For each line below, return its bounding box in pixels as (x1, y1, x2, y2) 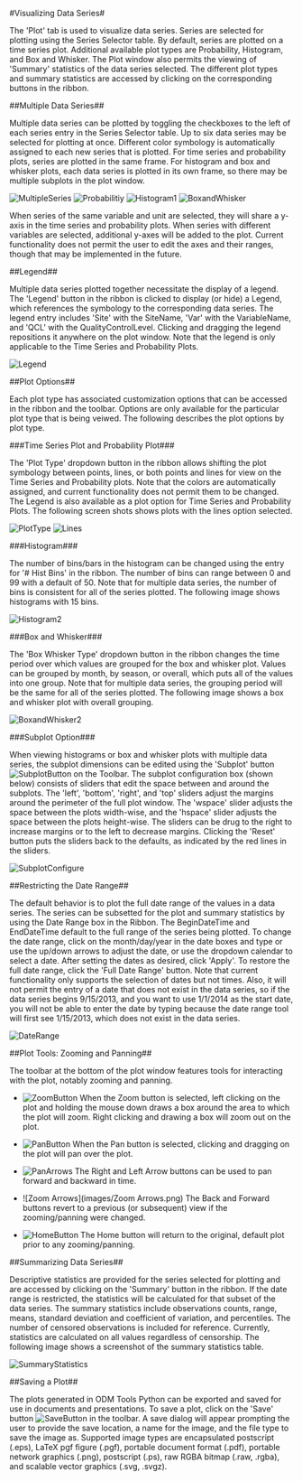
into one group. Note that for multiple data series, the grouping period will (9, 677, 283, 688)
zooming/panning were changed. (22, 1212, 146, 1223)
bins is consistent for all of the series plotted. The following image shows (9, 587, 280, 597)
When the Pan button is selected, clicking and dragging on (71, 1139, 290, 1150)
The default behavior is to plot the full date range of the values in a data (9, 898, 276, 908)
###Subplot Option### (9, 731, 96, 742)
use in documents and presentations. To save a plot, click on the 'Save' (9, 1403, 274, 1414)
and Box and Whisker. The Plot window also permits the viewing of (9, 54, 257, 64)
